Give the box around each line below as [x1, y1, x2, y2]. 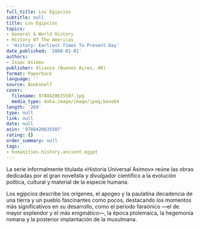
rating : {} [6, 132, 34, 139]
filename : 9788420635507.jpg [11, 93, 85, 99]
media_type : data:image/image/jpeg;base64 [11, 98, 120, 104]
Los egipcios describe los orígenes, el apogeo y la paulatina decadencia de [6, 190, 193, 197]
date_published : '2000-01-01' [6, 48, 82, 54]
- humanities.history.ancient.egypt [6, 149, 98, 155]
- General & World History [6, 31, 74, 37]
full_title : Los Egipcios [6, 8, 71, 15]
